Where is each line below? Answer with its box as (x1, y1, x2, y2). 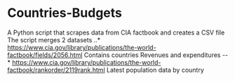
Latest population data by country (106, 66, 205, 74)
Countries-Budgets (7, 5, 123, 21)
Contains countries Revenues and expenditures (83, 51, 221, 59)
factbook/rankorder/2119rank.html (7, 66, 105, 74)
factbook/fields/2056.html (7, 51, 83, 59)
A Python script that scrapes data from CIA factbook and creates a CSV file (7, 28, 225, 37)
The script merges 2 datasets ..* (7, 35, 101, 44)
